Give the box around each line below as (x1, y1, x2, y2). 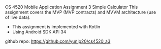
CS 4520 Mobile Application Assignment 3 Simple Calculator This (5, 4, 138, 10)
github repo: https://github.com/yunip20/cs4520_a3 (5, 38, 111, 44)
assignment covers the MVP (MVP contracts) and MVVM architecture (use (5, 9, 156, 15)
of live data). (5, 15, 31, 20)
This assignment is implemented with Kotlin (12, 24, 100, 30)
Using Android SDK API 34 (12, 29, 66, 34)
